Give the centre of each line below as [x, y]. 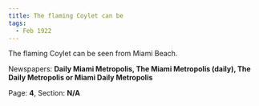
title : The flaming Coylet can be [66, 16]
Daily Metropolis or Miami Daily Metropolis [81, 78]
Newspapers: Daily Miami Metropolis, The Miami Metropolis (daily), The [129, 69]
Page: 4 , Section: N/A [44, 93]
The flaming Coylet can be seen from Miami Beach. [93, 54]
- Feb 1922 [34, 31]
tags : [17, 23]
